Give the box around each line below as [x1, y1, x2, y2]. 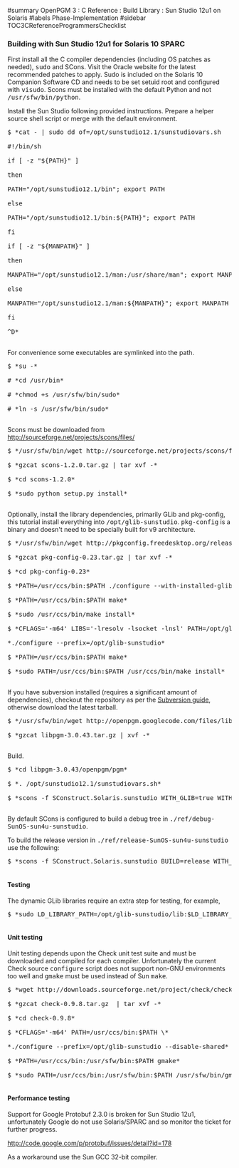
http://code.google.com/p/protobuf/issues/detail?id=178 [7, 1139, 172, 1147]
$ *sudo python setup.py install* [7, 490, 128, 498]
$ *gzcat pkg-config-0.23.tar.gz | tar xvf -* [7, 553, 173, 562]
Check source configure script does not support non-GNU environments [7, 964, 225, 973]
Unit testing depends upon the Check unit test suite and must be [7, 948, 197, 958]
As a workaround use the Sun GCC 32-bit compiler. [7, 1152, 158, 1161]
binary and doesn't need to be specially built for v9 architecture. [7, 526, 196, 534]
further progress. [7, 1125, 58, 1133]
